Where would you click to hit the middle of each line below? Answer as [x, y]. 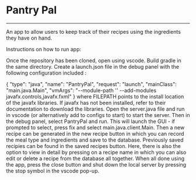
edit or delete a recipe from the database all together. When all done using [95, 158]
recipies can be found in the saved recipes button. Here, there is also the [93, 146]
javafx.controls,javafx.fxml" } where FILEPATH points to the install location [95, 96]
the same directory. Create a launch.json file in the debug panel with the [93, 66]
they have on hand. [29, 38]
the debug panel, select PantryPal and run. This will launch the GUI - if [90, 121]
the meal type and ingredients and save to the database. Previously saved [95, 140]
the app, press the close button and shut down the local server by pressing [96, 164]
